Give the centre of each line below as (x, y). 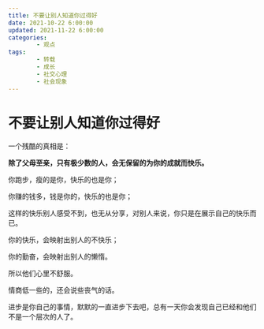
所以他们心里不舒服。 (43, 274)
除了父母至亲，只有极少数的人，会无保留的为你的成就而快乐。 (108, 163)
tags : (17, 52)
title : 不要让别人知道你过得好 (53, 15)
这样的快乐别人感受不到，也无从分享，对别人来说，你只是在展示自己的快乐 (129, 213)
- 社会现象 (52, 81)
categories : (28, 37)
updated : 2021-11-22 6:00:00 (56, 30)
